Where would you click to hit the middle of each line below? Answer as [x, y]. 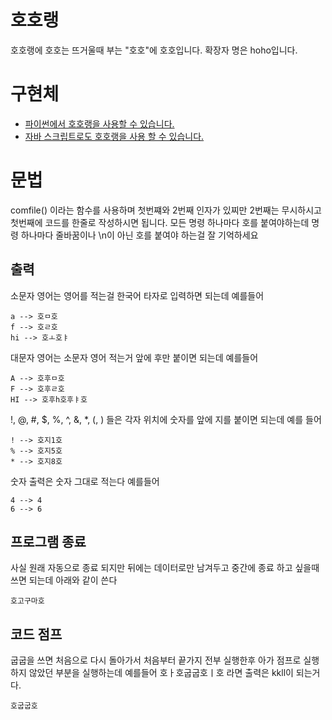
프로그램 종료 [48, 542]
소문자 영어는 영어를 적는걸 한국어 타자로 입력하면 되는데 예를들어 [137, 295]
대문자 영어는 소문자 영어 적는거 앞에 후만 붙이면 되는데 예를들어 [134, 357]
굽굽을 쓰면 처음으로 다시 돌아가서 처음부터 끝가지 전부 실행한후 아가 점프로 [156, 660]
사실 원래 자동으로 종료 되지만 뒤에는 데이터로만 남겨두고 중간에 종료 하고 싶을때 [165, 568]
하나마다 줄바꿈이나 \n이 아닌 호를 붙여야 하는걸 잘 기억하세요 [139, 235]
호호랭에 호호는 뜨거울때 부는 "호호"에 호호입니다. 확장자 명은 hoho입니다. [154, 50]
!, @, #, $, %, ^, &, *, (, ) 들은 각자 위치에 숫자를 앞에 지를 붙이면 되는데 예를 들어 [166, 419]
